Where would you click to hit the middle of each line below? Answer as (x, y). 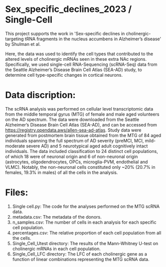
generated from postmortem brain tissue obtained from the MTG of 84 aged (83, 135)
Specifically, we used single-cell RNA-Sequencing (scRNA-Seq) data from (81, 64)
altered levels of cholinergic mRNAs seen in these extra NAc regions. (76, 59)
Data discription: (40, 95)
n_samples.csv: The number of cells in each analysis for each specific (84, 222)
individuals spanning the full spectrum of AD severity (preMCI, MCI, (75, 140)
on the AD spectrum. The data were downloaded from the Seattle (72, 119)
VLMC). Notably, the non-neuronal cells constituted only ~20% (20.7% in (80, 167)
